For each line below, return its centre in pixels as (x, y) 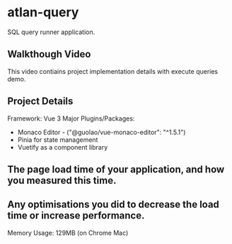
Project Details (40, 101)
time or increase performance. (76, 216)
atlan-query (43, 12)
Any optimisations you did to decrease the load (113, 205)
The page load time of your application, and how (116, 169)
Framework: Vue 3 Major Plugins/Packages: (71, 118)
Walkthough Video (49, 54)
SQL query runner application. (51, 32)
